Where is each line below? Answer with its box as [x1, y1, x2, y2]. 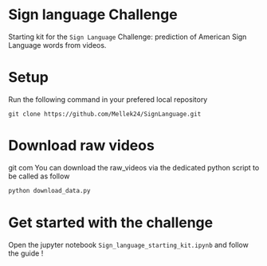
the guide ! [8, 248, 44, 258]
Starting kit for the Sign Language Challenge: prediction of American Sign [8, 32, 247, 41]
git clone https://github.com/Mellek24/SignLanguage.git [8, 110, 202, 118]
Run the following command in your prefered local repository [8, 94, 208, 104]
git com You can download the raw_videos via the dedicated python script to [8, 162, 260, 172]
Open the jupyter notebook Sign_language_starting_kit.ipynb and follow [8, 240, 249, 249]
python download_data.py [8, 186, 91, 194]
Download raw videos [8, 137, 155, 155]
